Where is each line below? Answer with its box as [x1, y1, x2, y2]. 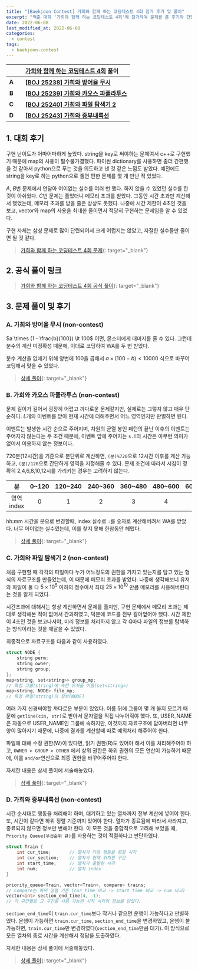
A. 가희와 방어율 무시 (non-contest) [6, 320, 104, 328]
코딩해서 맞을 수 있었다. [6, 362, 60, 369]
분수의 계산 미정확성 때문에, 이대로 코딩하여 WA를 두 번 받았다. [6, 343, 150, 350]
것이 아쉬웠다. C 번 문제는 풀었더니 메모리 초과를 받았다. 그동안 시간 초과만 [6, 192, 175, 199]
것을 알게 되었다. [12, 591, 50, 598]
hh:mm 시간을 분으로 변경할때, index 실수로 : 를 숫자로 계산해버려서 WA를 [6, 518, 176, 525]
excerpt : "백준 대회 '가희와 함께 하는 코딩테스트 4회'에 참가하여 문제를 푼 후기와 [6, 14, 184, 20]
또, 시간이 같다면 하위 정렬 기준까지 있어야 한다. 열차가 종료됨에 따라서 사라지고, [6, 817, 189, 824]
